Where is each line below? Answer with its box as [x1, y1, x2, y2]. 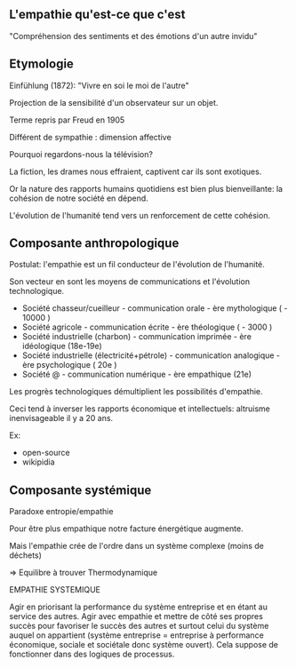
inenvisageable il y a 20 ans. [9, 413, 114, 424]
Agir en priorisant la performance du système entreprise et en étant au [9, 601, 268, 612]
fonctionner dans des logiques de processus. [9, 648, 175, 660]
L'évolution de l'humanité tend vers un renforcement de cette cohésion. [9, 210, 271, 220]
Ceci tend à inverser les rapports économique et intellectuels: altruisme [9, 403, 271, 414]
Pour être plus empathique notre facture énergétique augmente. [9, 523, 244, 534]
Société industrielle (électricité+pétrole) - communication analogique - [21, 350, 281, 361]
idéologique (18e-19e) [21, 341, 102, 352]
